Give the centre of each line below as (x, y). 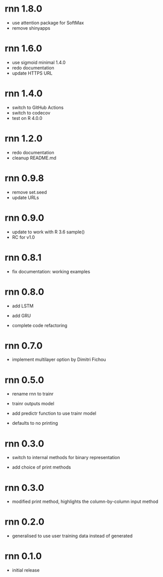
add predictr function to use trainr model (54, 413)
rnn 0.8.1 (23, 257)
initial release (26, 570)
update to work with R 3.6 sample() (48, 232)
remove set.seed (29, 192)
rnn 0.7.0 (24, 345)
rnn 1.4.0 (24, 93)
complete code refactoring (39, 325)
